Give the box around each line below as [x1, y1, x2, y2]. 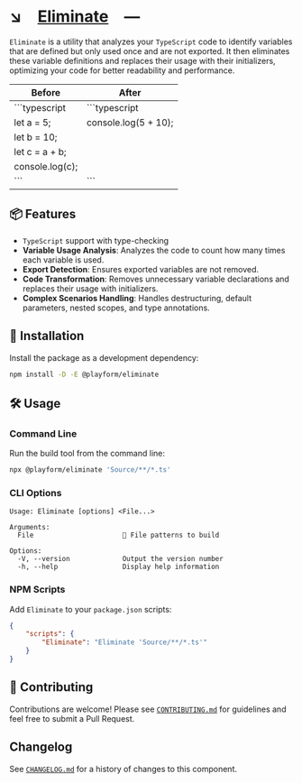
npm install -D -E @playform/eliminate [9, 370, 160, 379]
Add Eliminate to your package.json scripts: [9, 603, 172, 614]
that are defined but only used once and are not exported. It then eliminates [9, 45, 290, 56]
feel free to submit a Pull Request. [9, 713, 135, 723]
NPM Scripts [9, 584, 66, 596]
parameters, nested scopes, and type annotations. [22, 302, 210, 313]
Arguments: [9, 523, 50, 532]
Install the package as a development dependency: [9, 352, 199, 363]
